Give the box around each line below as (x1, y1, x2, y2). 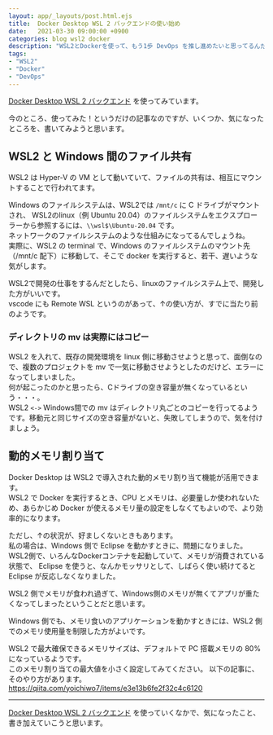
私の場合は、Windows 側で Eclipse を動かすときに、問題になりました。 (8, 540, 248, 550)
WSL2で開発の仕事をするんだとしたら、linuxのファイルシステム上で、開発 (8, 279, 258, 288)
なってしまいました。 (8, 372, 80, 381)
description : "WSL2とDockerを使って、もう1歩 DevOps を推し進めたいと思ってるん (8, 42, 261, 51)
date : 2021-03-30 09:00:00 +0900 (8, 27, 129, 35)
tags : (8, 50, 27, 58)
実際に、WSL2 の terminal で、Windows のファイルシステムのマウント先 (8, 241, 250, 251)
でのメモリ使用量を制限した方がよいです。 (8, 626, 150, 636)
